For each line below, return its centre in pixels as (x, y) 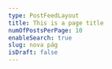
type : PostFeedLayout (44, 15)
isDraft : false (33, 52)
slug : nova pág (33, 45)
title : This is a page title (56, 23)
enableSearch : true (40, 38)
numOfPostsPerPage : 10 (45, 30)
